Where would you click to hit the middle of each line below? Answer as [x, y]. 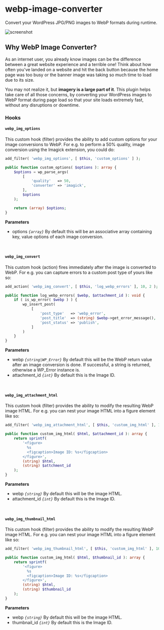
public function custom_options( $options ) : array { [61, 167]
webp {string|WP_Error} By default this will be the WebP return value [82, 360]
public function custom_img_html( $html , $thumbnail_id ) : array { [75, 558]
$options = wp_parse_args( [41, 172]
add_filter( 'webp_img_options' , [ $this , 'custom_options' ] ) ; [73, 158]
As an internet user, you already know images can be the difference [73, 59]
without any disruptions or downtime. [42, 105]
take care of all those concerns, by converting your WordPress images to [79, 94]
